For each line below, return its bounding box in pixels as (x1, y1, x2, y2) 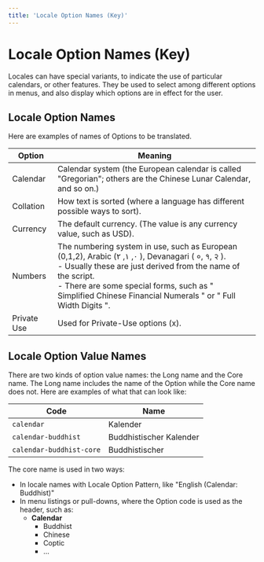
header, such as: (19, 505, 74, 515)
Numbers (12, 270, 47, 281)
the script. (57, 270, 95, 281)
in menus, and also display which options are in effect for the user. (8, 88, 224, 97)
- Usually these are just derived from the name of (57, 261, 240, 272)
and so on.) (57, 183, 100, 194)
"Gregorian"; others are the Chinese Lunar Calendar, (57, 174, 251, 185)
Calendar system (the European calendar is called (57, 163, 242, 174)
